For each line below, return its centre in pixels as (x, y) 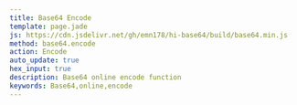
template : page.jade (49, 26)
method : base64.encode (53, 43)
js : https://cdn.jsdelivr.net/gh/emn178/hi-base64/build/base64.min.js (148, 35)
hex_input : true (40, 69)
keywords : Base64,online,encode (71, 86)
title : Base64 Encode (51, 18)
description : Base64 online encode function (95, 78)
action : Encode (38, 52)
